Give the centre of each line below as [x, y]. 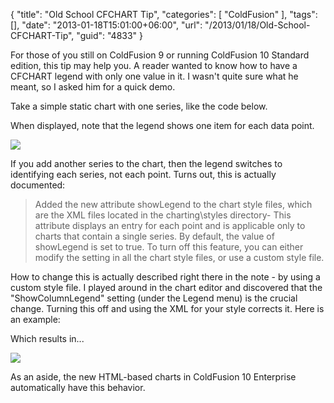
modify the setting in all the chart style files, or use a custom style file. [179, 257]
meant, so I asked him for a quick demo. [93, 87]
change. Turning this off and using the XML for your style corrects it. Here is [167, 308]
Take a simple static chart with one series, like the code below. [139, 106]
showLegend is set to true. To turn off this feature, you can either [169, 247]
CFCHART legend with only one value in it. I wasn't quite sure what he [154, 76]
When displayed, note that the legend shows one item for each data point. [162, 125]
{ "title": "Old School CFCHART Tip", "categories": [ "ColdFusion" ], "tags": [164, 14]
